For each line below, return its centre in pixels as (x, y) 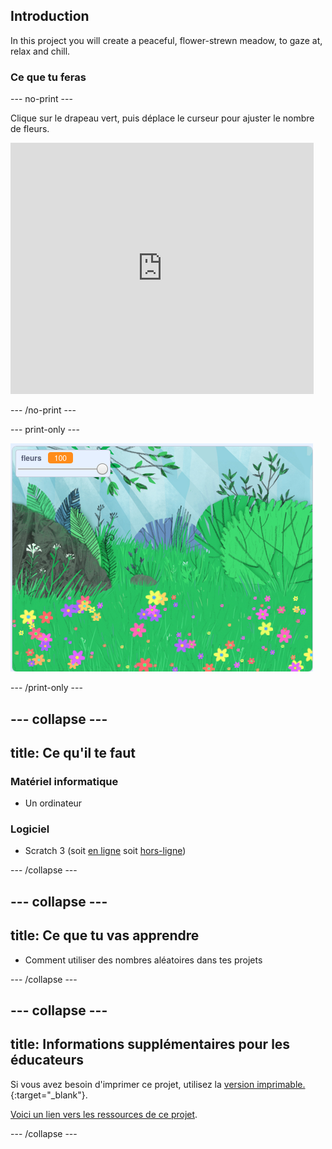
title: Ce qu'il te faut (73, 752)
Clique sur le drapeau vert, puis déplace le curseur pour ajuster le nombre (162, 118)
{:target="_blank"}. (49, 1095)
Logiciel (30, 829)
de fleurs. (30, 129)
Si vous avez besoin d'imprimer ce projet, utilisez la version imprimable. (158, 1084)
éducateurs (47, 1060)
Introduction (50, 16)
